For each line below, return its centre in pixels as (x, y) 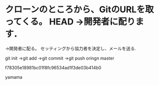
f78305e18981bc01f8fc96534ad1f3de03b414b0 (53, 67)
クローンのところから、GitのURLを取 (79, 10)
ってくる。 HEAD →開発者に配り (70, 22)
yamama (14, 77)
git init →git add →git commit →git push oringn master (60, 58)
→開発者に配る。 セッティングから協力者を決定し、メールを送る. (71, 48)
